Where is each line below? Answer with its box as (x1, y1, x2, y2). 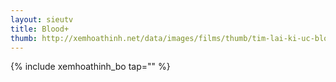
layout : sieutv (10, 14, 74, 25)
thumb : (10, 33, 38, 43)
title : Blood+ (10, 24, 70, 34)
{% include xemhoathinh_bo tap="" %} (10, 61, 171, 73)
